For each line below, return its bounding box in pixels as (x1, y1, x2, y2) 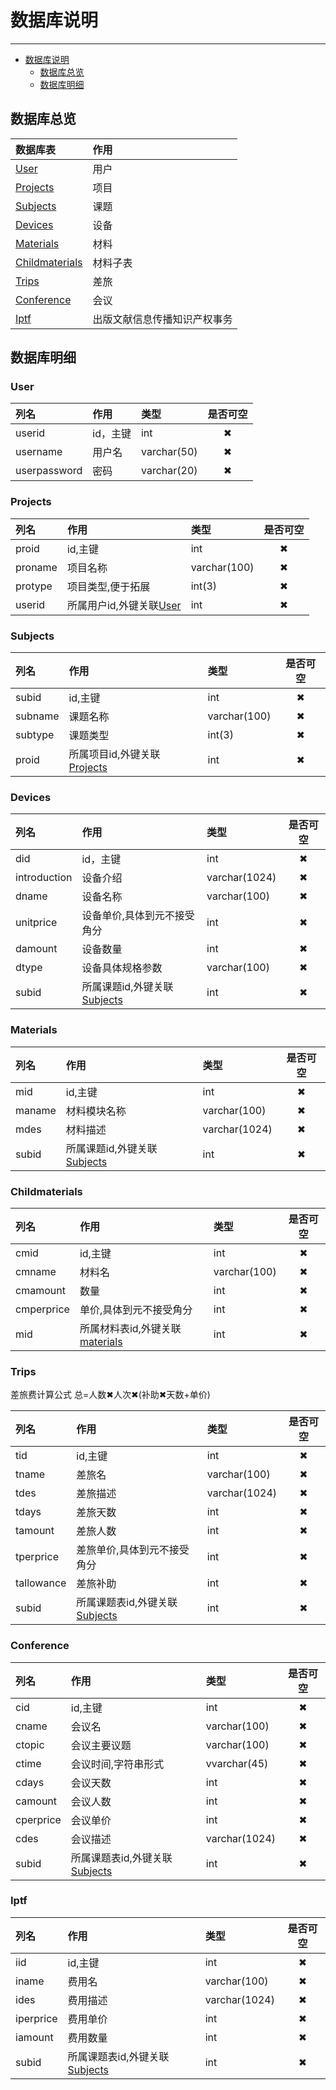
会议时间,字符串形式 (70, 1757, 165, 1771)
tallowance (15, 1576, 67, 1590)
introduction (15, 871, 73, 885)
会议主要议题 (70, 1738, 132, 1752)
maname (15, 1103, 57, 1117)
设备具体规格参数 (81, 961, 163, 975)
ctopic (15, 1737, 45, 1751)
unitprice (15, 916, 58, 930)
